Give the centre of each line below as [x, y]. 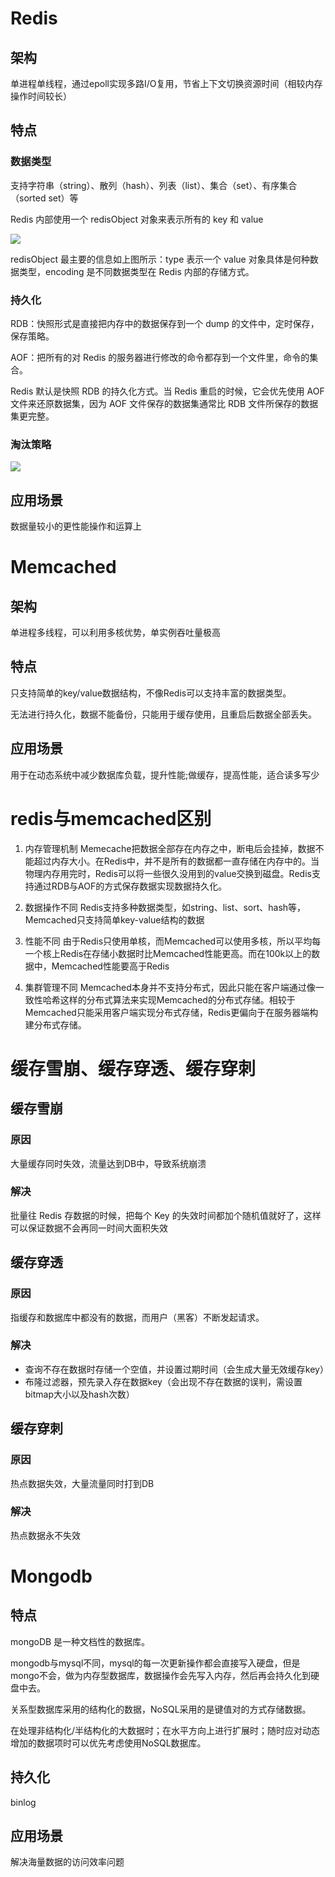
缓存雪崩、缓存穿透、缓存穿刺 [133, 1068]
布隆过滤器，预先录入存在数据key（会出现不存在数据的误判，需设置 [163, 1381]
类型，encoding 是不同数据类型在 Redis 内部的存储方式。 [136, 271]
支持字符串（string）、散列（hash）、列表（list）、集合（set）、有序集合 [154, 185]
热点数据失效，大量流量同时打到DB [82, 1483]
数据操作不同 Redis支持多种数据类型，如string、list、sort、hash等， [165, 907]
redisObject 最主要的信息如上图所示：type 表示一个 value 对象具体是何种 [160, 259]
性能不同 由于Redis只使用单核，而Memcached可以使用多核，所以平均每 [173, 941]
